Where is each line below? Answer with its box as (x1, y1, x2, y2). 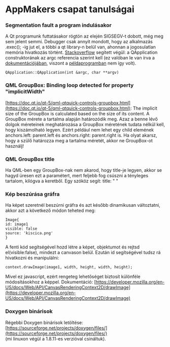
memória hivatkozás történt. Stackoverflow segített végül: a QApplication (5, 49, 158, 55)
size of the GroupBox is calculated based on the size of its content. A (5, 110, 150, 116)
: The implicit (130, 105, 157, 111)
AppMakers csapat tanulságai (5, 4, 134, 15)
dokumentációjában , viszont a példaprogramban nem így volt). (5, 60, 137, 67)
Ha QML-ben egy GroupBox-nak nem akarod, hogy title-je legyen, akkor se (5, 167, 162, 173)
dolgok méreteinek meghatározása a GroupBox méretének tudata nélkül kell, (5, 121, 165, 128)
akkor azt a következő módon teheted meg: (5, 207, 96, 214)
